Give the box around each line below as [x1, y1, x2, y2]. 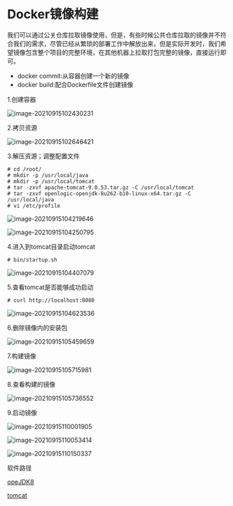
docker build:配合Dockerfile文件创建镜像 [17, 80, 134, 89]
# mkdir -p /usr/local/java [7, 171, 89, 178]
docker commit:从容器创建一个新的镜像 [17, 71, 130, 80]
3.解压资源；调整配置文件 [7, 151, 80, 160]
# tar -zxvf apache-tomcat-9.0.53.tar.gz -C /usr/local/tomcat [7, 184, 195, 191]
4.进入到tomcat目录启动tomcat [7, 242, 95, 251]
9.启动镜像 [7, 408, 38, 417]
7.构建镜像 [7, 351, 37, 360]
